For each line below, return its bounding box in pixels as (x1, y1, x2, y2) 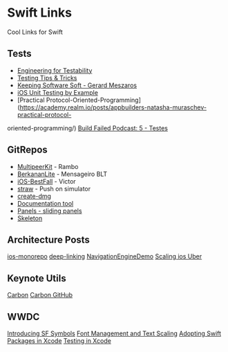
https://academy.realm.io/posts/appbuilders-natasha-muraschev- (19, 103, 207, 112)
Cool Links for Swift (7, 28, 64, 36)
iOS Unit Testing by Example (17, 88, 99, 96)
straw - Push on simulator (17, 184, 91, 193)
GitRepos (7, 144, 48, 156)
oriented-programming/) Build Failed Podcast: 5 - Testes (7, 123, 168, 132)
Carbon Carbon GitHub (7, 291, 73, 299)
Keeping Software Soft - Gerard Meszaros (17, 81, 137, 89)
